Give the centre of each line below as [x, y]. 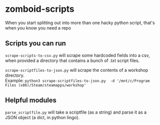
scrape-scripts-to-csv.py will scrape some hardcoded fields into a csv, [78, 55]
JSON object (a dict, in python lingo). [42, 117]
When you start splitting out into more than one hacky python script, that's [80, 23]
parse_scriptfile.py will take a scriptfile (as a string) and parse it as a [76, 112]
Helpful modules [31, 100]
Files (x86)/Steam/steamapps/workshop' [46, 85]
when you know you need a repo [38, 28]
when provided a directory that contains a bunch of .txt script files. [72, 61]
